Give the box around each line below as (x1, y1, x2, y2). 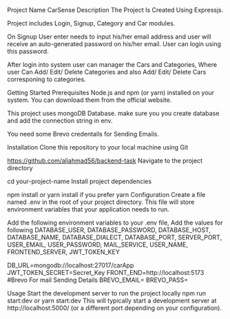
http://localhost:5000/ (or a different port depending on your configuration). (7, 304, 222, 312)
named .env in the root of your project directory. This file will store (7, 198, 195, 206)
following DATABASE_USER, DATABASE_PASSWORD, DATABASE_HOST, (7, 226, 211, 234)
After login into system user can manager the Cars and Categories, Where (7, 61, 218, 68)
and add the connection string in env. (7, 116, 113, 125)
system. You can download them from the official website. (7, 96, 172, 104)
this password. (7, 48, 50, 55)
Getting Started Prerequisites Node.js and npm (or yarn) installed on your (7, 89, 215, 96)
